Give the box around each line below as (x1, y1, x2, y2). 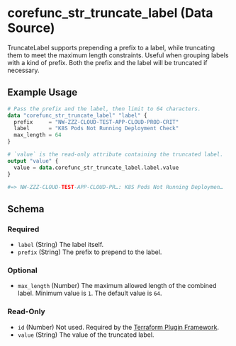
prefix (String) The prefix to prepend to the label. (17, 248, 162, 256)
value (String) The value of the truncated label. (17, 330, 154, 339)
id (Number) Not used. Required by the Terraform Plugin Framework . (17, 323, 220, 331)
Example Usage (7, 86, 78, 98)
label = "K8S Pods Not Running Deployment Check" (13, 125, 179, 132)
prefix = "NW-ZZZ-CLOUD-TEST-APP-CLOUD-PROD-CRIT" (13, 118, 179, 125)
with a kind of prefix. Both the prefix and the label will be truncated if (7, 58, 208, 67)
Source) (7, 20, 55, 36)
